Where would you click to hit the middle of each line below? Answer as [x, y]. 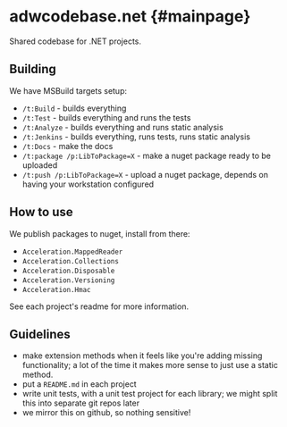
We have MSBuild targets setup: [68, 90]
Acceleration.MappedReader [72, 252]
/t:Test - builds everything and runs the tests [106, 117]
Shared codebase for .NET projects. [75, 41]
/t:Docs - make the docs [68, 146]
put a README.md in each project [79, 384]
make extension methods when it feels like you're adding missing [142, 356]
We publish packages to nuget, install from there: [100, 233]
